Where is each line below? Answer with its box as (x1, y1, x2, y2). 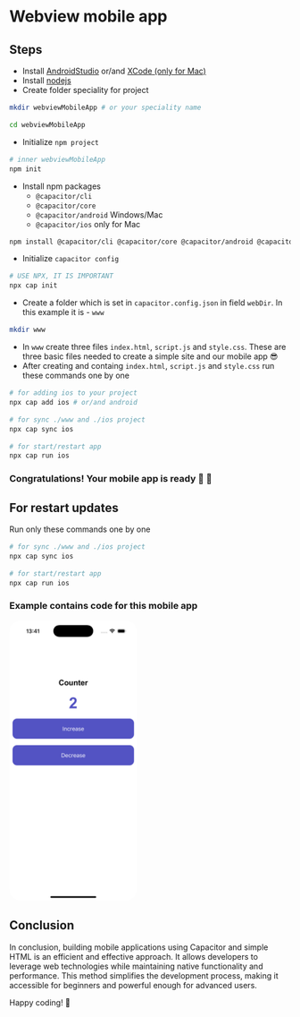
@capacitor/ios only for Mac (35, 218, 141, 229)
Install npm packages (21, 181, 101, 192)
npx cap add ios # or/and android (9, 397, 138, 406)
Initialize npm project (21, 136, 100, 147)
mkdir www (9, 325, 46, 335)
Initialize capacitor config (21, 253, 120, 264)
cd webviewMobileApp (9, 120, 87, 129)
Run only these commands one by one (9, 524, 151, 534)
